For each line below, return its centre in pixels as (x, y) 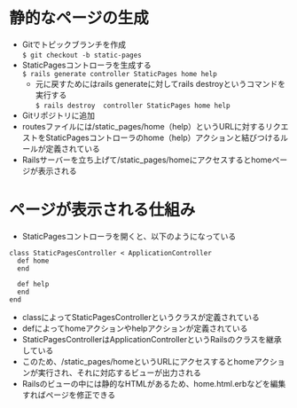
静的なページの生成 (79, 18)
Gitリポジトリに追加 (59, 115)
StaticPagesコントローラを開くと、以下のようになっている (129, 236)
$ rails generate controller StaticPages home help (119, 74)
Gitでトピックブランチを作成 (74, 44)
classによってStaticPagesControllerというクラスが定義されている (141, 317)
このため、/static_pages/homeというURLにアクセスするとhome (138, 361)
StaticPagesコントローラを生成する (87, 65)
